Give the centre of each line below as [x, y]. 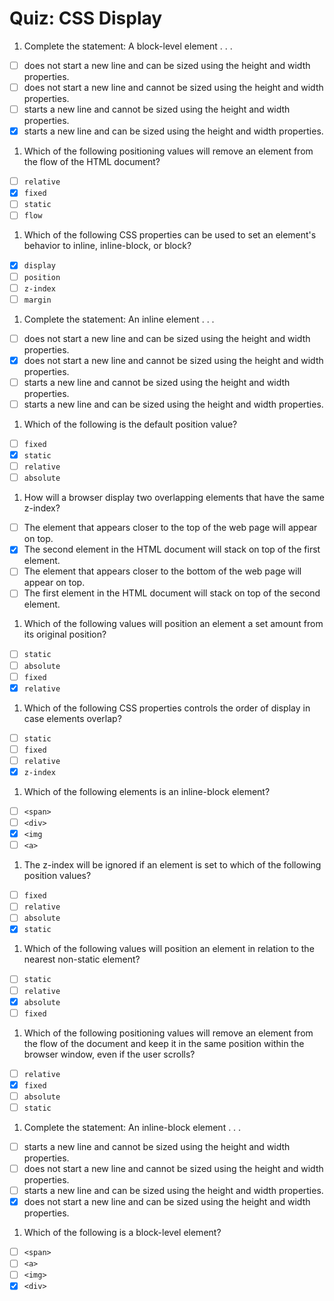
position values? [57, 876]
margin [37, 300]
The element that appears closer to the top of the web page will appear [170, 528]
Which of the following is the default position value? [130, 424]
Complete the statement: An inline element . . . [119, 319]
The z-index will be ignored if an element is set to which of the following [172, 865]
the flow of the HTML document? [92, 162]
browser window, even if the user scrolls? [109, 1054]
